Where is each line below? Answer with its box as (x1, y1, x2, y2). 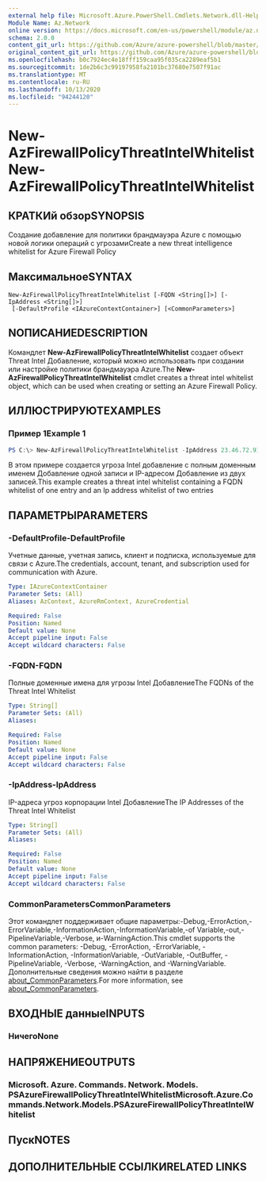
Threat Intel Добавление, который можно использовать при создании (8, 356, 244, 365)
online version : (8, 26, 62, 34)
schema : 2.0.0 (8, 33, 55, 42)
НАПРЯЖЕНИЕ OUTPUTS (8, 1055, 136, 1068)
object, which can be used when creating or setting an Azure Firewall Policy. (8, 381, 257, 390)
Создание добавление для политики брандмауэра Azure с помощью (8, 230, 241, 240)
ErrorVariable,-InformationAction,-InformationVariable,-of (8, 925, 196, 935)
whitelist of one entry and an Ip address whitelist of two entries (8, 486, 214, 495)
